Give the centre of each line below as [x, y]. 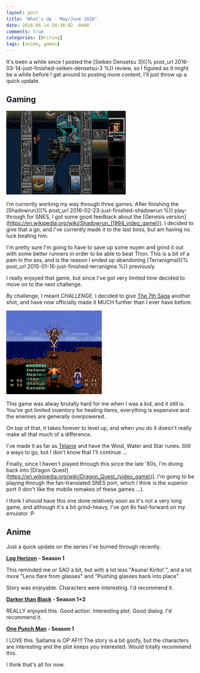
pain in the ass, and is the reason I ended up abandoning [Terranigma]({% [97, 260]
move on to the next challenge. [44, 284]
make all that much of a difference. [49, 434]
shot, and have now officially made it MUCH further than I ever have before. [99, 302]
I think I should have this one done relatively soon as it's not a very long [94, 500]
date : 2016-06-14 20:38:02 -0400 [48, 25]
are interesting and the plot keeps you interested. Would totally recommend [99, 646]
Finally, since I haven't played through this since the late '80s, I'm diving [95, 463]
